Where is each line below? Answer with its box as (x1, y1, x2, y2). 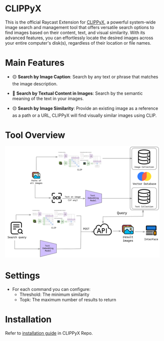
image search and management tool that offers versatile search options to (5, 24, 154, 30)
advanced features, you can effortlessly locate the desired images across (5, 35, 153, 41)
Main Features (5, 57, 65, 69)
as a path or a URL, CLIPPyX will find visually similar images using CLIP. (12, 112, 157, 118)
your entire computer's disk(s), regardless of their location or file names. (5, 40, 152, 46)
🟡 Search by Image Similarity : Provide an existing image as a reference (12, 105, 158, 111)
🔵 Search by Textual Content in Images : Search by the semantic (12, 90, 143, 96)
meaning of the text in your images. (12, 95, 84, 101)
